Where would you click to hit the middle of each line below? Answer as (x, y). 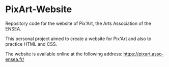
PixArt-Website (39, 9)
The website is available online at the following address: (64, 54)
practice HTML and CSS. (31, 44)
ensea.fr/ (15, 59)
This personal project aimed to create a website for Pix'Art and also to (78, 39)
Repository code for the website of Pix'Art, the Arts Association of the (78, 23)
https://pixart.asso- (144, 54)
